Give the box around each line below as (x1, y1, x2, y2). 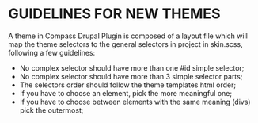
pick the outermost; (19, 105, 84, 115)
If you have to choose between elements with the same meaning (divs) (19, 97, 251, 106)
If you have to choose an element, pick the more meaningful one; (19, 88, 232, 98)
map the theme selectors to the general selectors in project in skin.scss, (8, 39, 243, 48)
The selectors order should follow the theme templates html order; (19, 80, 236, 90)
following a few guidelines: (8, 48, 96, 57)
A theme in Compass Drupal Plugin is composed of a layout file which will (8, 31, 248, 40)
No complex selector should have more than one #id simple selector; (19, 63, 245, 72)
